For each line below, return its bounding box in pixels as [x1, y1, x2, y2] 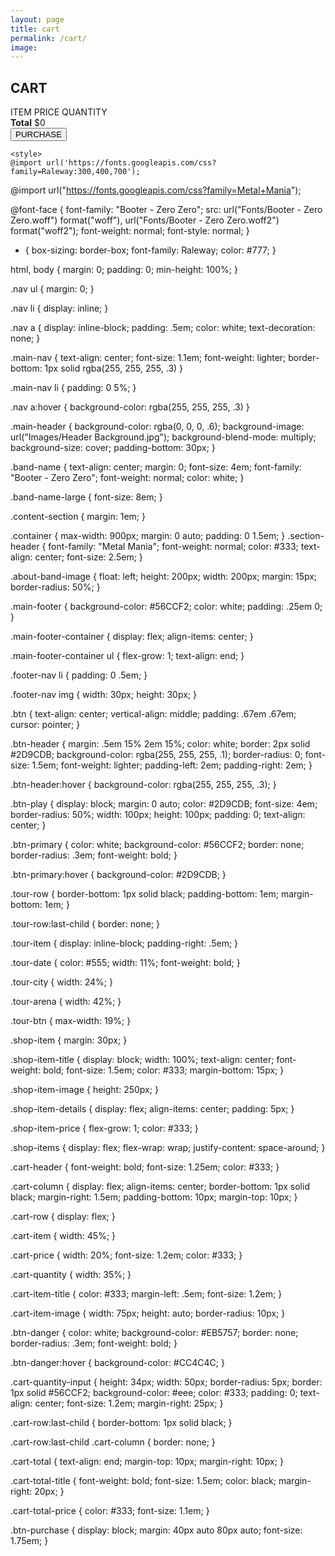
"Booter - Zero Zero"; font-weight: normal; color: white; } [10, 472, 245, 484]
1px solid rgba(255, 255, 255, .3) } [44, 362, 184, 375]
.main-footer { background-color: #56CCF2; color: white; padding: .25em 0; [10, 601, 323, 613]
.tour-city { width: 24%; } [10, 976, 113, 988]
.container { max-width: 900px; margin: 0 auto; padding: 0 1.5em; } [10, 530, 286, 542]
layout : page [10, 14, 65, 25]
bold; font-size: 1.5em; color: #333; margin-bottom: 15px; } [43, 1064, 285, 1076]
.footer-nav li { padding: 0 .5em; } [10, 669, 148, 681]
